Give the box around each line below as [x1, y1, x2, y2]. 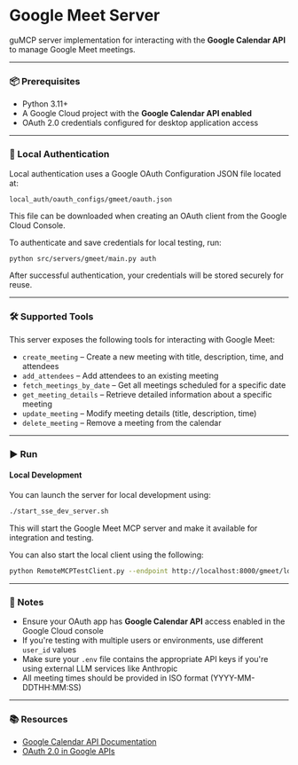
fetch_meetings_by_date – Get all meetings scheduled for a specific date [21, 379, 286, 390]
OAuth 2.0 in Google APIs [21, 746, 115, 757]
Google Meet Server [9, 5, 161, 26]
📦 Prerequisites [9, 75, 81, 87]
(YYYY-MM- [209, 672, 255, 683]
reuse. [9, 280, 33, 290]
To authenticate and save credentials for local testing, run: [9, 237, 222, 248]
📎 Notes [9, 595, 44, 608]
